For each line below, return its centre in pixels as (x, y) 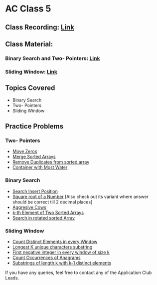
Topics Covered (30, 88)
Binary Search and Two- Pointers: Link (53, 58)
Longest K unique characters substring (52, 247)
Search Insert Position (35, 191)
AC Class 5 (28, 9)
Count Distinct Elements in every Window (55, 241)
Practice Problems (34, 126)
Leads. (12, 277)
